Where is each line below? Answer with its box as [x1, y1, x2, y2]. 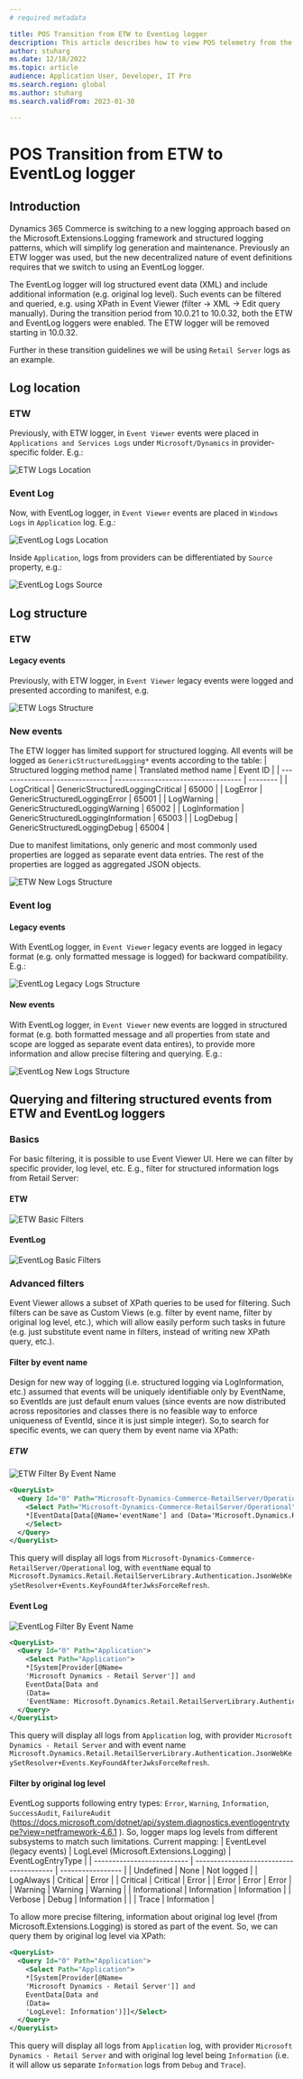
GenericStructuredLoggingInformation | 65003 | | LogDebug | [9, 813, 238, 824]
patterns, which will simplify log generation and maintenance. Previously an [9, 241, 290, 253]
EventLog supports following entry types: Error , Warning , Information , [9, 1798, 269, 1809]
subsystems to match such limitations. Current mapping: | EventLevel [9, 1837, 267, 1847]
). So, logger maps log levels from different [118, 1827, 278, 1838]
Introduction [9, 199, 81, 214]
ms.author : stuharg [9, 88, 83, 98]
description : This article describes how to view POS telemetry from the [9, 38, 293, 47]
